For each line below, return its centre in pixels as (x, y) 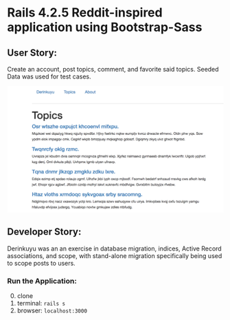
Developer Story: (44, 232)
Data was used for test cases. (49, 76)
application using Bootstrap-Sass (105, 27)
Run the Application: (42, 281)
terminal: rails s (41, 303)
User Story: (32, 53)
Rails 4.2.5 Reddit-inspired (85, 13)
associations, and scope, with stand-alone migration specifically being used (115, 255)
